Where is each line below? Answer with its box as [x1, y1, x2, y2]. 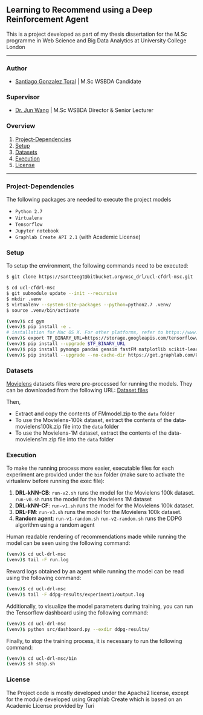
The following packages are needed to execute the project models [6, 196, 172, 203]
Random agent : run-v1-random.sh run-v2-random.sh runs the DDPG [14, 515, 182, 522]
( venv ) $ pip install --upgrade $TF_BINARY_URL [6, 341, 126, 347]
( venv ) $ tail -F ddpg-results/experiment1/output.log [6, 591, 145, 598]
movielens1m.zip [14, 435, 57, 443]
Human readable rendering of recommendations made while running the [6, 533, 186, 541]
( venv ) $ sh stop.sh [6, 661, 56, 667]
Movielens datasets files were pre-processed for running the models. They [6, 380, 193, 387]
